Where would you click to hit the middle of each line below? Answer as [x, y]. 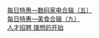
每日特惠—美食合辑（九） [44, 19]
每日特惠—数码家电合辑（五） [49, 10]
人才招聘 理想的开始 [35, 27]
